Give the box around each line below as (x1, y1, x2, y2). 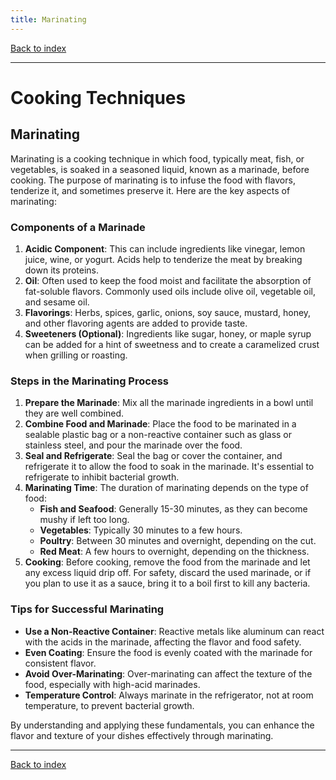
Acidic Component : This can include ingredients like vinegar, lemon (24, 242, 306, 255)
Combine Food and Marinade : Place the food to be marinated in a (24, 418, 297, 430)
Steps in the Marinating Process (10, 374, 169, 388)
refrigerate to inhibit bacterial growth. (24, 471, 180, 483)
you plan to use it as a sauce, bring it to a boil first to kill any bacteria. (24, 577, 311, 590)
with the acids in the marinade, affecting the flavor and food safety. (24, 636, 302, 648)
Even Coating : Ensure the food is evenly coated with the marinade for (24, 646, 313, 658)
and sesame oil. (24, 296, 90, 308)
